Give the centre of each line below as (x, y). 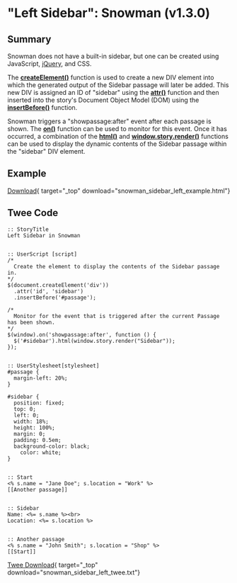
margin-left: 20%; (41, 378)
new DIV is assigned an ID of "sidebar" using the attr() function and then (113, 92)
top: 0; (25, 409)
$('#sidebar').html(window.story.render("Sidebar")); (94, 341)
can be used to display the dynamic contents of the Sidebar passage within (117, 144)
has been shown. (31, 322)
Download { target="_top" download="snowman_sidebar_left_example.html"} (119, 191)
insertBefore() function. (42, 107)
